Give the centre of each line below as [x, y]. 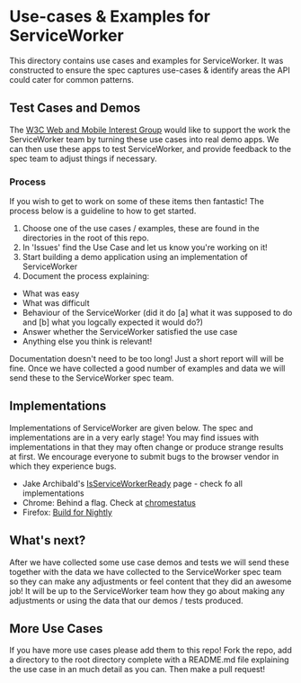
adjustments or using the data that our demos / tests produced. [127, 600]
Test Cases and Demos [75, 108]
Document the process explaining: [86, 276]
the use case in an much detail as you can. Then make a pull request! [137, 670]
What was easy [51, 293]
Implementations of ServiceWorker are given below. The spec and [131, 427]
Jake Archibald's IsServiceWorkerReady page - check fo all [132, 483]
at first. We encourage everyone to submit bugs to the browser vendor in [144, 456]
